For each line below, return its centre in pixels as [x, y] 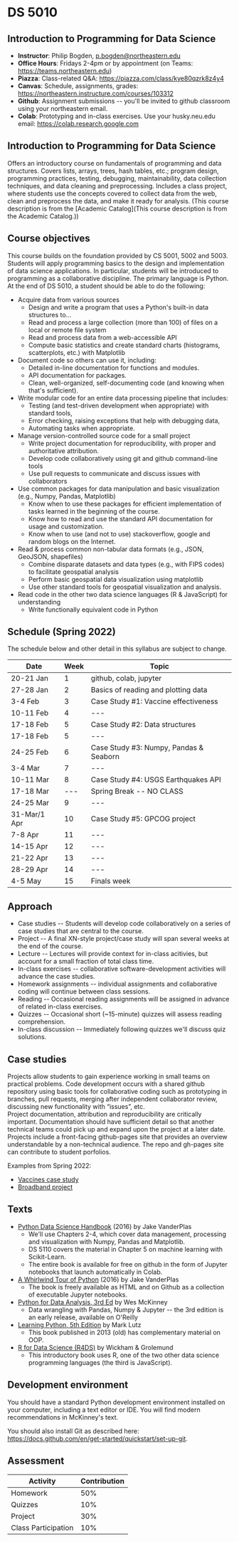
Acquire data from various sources [68, 299]
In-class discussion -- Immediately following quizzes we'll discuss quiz [122, 1029]
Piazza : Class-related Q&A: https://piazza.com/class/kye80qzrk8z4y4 [121, 78]
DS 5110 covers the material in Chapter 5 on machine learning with [125, 1249]
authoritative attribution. [64, 451]
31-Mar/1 [28, 814]
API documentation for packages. [77, 375]
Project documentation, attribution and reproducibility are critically [105, 1115]
